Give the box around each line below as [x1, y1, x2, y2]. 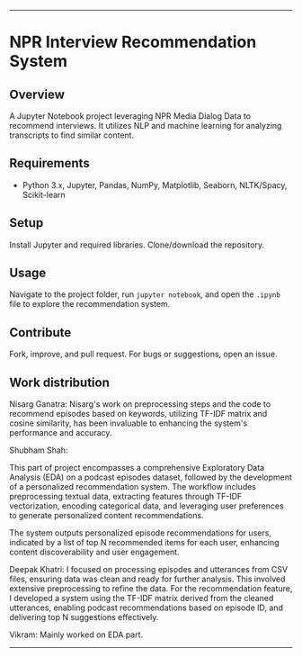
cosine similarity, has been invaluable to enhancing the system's [9, 418, 248, 428]
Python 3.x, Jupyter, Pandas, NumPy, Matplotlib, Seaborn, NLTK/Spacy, [22, 179, 288, 190]
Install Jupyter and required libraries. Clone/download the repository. [9, 239, 265, 250]
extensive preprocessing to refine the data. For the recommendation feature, [9, 583, 293, 594]
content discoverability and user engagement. [9, 546, 180, 558]
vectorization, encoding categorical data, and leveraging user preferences [9, 500, 285, 511]
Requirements [9, 156, 90, 171]
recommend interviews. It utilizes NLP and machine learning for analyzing [9, 121, 282, 130]
